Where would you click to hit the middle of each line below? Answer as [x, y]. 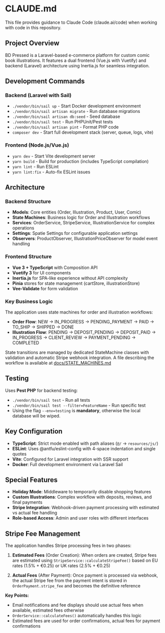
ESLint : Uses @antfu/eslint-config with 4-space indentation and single [84, 448]
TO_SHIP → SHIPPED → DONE [43, 327]
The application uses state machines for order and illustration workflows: [79, 312]
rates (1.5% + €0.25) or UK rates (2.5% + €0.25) [61, 566]
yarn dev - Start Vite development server [54, 156]
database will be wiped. [36, 416]
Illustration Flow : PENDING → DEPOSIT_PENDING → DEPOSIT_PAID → [84, 332]
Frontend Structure [29, 257]
